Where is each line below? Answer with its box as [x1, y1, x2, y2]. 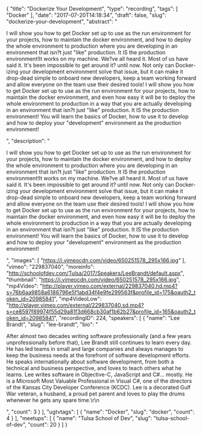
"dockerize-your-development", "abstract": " [6, 18, 118, 25]
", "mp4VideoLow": [54, 295, 102, 302]
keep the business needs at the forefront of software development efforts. [6, 352, 191, 359]
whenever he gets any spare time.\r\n [6, 397, 99, 403]
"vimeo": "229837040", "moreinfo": [6, 263, 95, 270]
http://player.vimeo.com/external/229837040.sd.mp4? [8, 301, 144, 309]
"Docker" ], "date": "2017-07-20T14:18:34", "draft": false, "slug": [6, 11, 167, 19]
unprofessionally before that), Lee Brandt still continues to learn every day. [6, 339, 192, 346]
